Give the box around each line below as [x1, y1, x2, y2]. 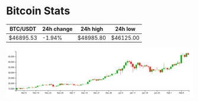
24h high [80, 26, 104, 33]
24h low [114, 26, 136, 33]
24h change [42, 26, 73, 33]
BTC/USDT [9, 26, 37, 33]
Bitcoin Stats [6, 4, 71, 18]
